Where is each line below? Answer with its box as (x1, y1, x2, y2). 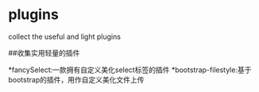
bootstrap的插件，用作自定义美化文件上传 (8, 75, 145, 84)
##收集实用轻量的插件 (8, 48, 80, 57)
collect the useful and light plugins (8, 32, 122, 41)
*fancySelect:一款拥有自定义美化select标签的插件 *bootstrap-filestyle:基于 (8, 65, 252, 75)
